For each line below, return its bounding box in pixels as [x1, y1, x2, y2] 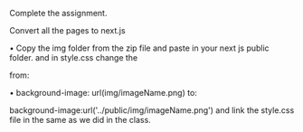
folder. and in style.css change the [9, 52, 138, 62]
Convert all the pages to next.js [9, 25, 126, 35]
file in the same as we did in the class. [9, 115, 151, 125]
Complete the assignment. [9, 8, 108, 18]
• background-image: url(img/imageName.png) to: [9, 88, 197, 98]
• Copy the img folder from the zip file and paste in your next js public [9, 42, 270, 53]
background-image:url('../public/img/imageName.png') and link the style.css [9, 105, 295, 116]
